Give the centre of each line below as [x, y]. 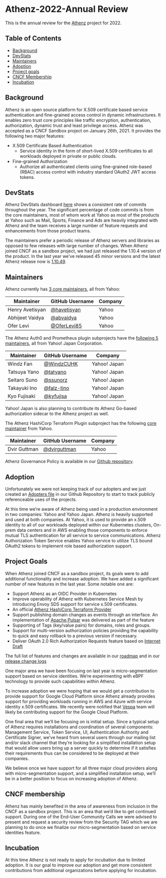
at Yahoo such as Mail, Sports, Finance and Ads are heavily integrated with [82, 220]
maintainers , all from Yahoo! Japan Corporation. [54, 344]
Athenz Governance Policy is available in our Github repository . [69, 462]
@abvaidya [64, 318]
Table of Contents [33, 38]
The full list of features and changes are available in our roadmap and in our [83, 656]
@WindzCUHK [61, 364]
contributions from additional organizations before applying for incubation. [81, 871]
